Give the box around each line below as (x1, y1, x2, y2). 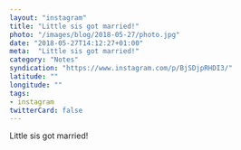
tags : (9, 89, 30, 98)
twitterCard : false (9, 106, 83, 115)
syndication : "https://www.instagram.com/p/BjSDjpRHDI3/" (9, 64, 233, 73)
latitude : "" (9, 72, 59, 81)
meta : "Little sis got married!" (9, 47, 140, 56)
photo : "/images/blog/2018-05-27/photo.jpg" (9, 30, 180, 39)
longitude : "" (9, 80, 63, 89)
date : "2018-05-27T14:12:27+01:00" (9, 38, 144, 48)
